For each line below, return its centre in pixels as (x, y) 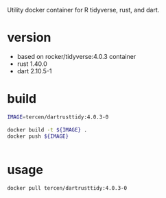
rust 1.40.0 (32, 64)
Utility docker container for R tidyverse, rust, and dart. (83, 10)
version (29, 38)
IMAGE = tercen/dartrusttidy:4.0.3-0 (58, 117)
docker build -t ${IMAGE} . (47, 129)
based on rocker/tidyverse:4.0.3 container (76, 56)
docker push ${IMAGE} (38, 136)
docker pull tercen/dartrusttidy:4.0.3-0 (67, 188)
